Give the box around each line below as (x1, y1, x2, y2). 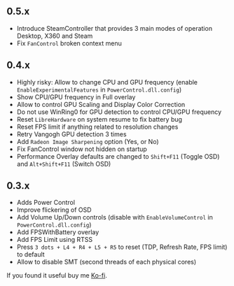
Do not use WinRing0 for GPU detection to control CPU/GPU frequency (16, 108, 222, 116)
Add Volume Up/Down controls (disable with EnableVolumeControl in (16, 213, 213, 222)
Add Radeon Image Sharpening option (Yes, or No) (16, 137, 159, 145)
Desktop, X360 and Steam (16, 31, 93, 40)
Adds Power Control (16, 199, 75, 207)
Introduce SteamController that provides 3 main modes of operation (16, 24, 213, 32)
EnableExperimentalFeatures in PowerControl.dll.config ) (16, 85, 182, 94)
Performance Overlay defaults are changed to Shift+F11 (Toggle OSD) (16, 152, 220, 160)
